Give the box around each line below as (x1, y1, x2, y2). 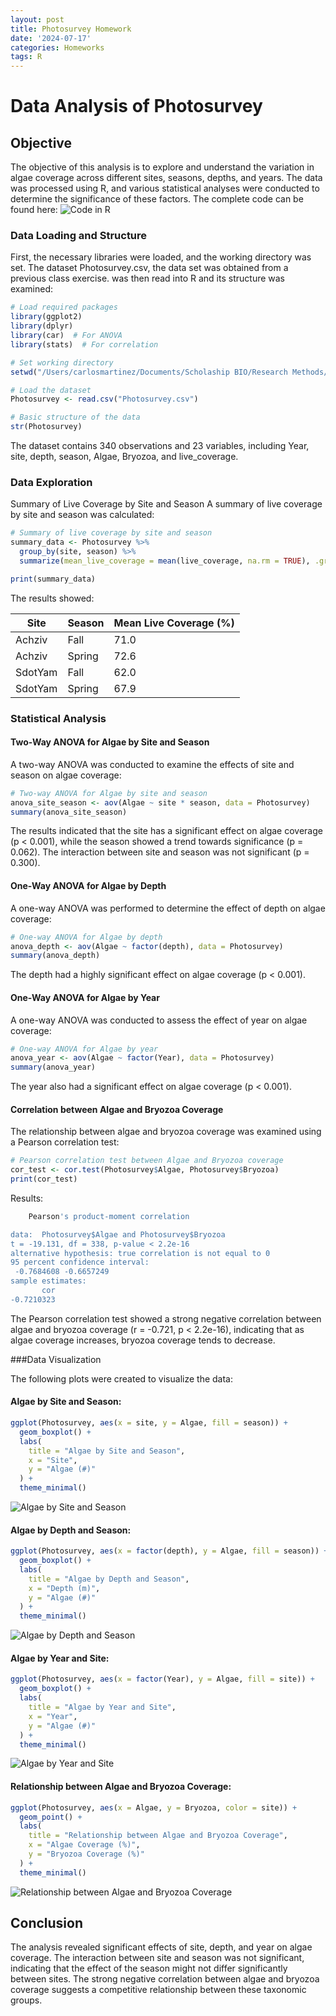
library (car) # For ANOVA (10, 331, 123, 341)
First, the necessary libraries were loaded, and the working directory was (10, 251, 312, 263)
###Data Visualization (10, 1353, 102, 1365)
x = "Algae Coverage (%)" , (28, 1840, 141, 1850)
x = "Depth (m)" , (28, 1583, 101, 1593)
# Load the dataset (10, 385, 92, 395)
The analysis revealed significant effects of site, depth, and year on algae (10, 1941, 313, 1953)
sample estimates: (10, 1276, 87, 1286)
